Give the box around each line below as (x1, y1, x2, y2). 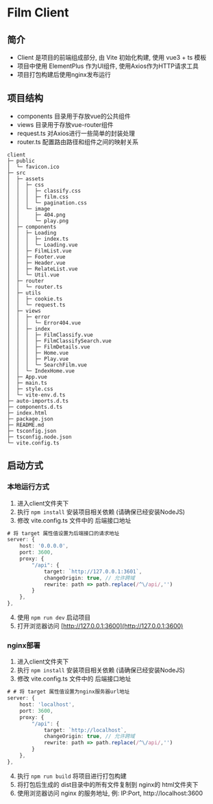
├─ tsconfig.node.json (7, 434, 72, 440)
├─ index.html (7, 410, 48, 416)
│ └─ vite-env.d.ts (7, 391, 66, 399)
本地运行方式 (7, 482, 50, 492)
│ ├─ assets (7, 175, 45, 182)
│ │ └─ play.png (7, 217, 69, 224)
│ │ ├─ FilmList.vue (7, 247, 72, 255)
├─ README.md (7, 421, 45, 428)
